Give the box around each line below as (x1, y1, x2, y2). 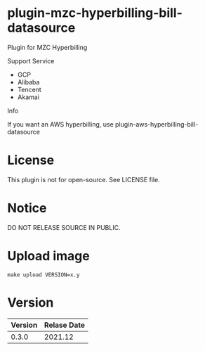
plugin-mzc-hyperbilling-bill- (7, 5, 183, 21)
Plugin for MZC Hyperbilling (7, 43, 88, 51)
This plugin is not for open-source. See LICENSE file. (7, 175, 160, 184)
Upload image (7, 248, 90, 264)
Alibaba (17, 77, 40, 86)
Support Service (7, 56, 55, 65)
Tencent (17, 85, 42, 94)
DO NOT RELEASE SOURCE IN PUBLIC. (7, 223, 121, 231)
